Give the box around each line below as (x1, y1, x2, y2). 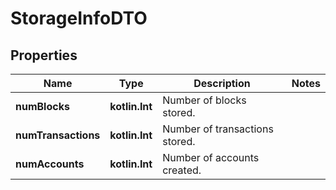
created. (162, 163, 202, 177)
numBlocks (15, 100, 70, 113)
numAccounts (15, 157, 85, 171)
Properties (10, 47, 78, 64)
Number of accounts (162, 151, 260, 164)
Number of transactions (162, 122, 274, 136)
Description (193, 77, 251, 90)
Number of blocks (162, 93, 247, 107)
